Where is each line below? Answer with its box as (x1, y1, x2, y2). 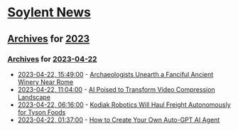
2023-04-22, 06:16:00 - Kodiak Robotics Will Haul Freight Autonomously (17, 100, 231, 109)
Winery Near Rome (17, 78, 74, 86)
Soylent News (7, 4, 91, 21)
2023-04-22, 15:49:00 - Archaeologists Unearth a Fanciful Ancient (17, 70, 214, 78)
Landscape (17, 93, 51, 101)
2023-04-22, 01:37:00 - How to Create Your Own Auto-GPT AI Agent (17, 115, 220, 124)
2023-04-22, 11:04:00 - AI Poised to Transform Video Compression (17, 85, 215, 93)
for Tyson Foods (17, 108, 66, 116)
